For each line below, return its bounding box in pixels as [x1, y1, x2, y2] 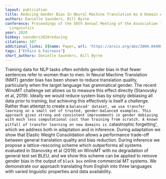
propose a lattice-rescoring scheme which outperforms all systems [5, 143, 142, 148]
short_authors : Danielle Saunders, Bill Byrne [5, 53, 103, 58]
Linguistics [9, 26, 35, 31]
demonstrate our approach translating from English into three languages [5, 163, 152, 169]
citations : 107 [5, 39, 37, 44]
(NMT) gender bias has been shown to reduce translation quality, [5, 77, 138, 83]
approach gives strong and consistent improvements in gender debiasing [5, 113, 158, 118]
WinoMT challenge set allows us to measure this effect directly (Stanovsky [5, 87, 157, 94]
